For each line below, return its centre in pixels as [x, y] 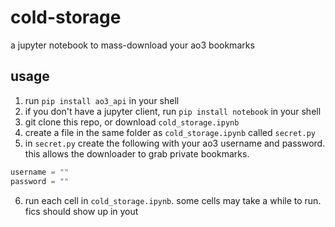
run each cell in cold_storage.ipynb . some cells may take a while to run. [173, 200]
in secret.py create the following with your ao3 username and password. [175, 143]
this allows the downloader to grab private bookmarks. [137, 153]
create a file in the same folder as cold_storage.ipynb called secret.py [170, 132]
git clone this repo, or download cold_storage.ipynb [132, 122]
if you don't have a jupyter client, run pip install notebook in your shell [173, 111]
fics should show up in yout [81, 211]
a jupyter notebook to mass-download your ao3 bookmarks [132, 45]
